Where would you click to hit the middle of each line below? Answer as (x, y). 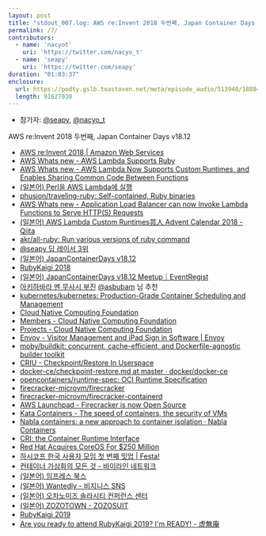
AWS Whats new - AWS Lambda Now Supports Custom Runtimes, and (134, 169)
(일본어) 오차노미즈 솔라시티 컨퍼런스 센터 (84, 496)
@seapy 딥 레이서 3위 (54, 249)
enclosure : (26, 81)
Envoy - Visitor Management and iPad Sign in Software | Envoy (122, 338)
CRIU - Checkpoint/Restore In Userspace (87, 363)
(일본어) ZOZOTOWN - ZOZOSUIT (74, 506)
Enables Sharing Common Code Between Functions (104, 178)
